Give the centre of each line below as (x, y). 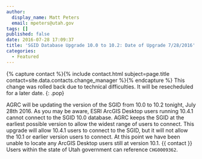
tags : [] (17, 29)
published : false (28, 34)
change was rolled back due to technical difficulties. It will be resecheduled (100, 86)
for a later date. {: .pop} (35, 93)
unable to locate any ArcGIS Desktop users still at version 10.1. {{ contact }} (99, 143)
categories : (21, 51)
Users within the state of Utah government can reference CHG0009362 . (92, 149)
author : (16, 12)
